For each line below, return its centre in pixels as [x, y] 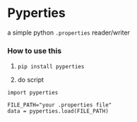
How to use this [35, 51]
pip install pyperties [51, 67]
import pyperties [33, 93]
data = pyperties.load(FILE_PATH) [58, 111]
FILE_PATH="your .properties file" [60, 105]
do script [31, 80]
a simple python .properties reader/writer [69, 32]
